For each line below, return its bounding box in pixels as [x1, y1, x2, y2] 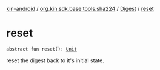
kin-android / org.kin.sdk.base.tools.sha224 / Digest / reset [6, 5, 154, 12]
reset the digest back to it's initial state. [6, 57, 105, 64]
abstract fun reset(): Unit [6, 46, 78, 52]
